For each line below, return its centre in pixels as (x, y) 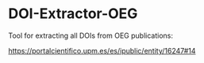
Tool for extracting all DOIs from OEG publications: (90, 35)
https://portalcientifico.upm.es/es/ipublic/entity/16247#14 (102, 50)
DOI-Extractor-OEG (73, 14)
